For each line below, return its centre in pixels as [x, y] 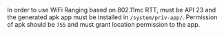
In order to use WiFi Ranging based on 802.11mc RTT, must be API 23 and [112, 10]
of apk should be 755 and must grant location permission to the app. [104, 24]
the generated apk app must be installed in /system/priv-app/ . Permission [112, 17]
